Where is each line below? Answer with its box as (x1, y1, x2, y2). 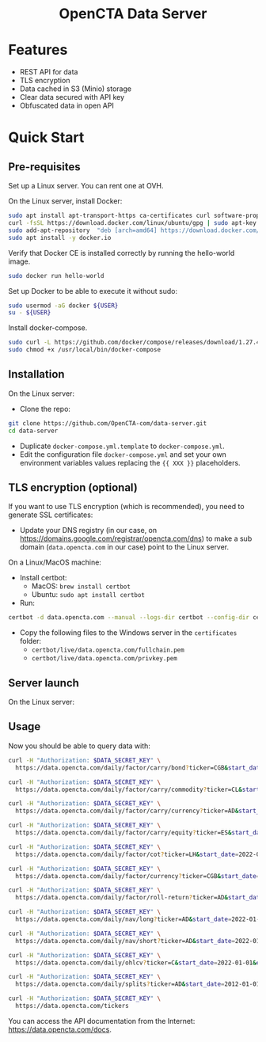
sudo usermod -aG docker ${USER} (8, 302, 119, 310)
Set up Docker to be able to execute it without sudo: (8, 286, 178, 295)
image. (8, 257, 31, 266)
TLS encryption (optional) (8, 481, 139, 494)
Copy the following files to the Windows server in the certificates (19, 628, 237, 637)
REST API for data (19, 67, 78, 77)
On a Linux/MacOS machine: (8, 557, 101, 567)
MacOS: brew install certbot (31, 581, 131, 591)
